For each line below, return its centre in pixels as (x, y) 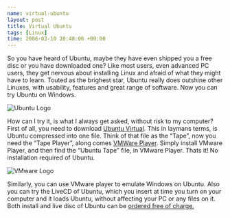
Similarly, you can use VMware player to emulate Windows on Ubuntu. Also (114, 184)
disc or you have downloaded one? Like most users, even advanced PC (108, 66)
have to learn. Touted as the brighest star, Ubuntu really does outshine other (115, 80)
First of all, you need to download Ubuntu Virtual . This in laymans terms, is (112, 129)
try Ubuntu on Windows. (42, 95)
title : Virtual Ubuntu (39, 26)
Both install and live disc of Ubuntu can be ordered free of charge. (101, 206)
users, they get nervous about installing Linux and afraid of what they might (114, 73)
